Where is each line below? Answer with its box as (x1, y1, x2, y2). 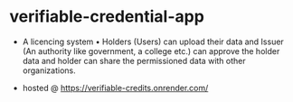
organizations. (22, 65, 76, 76)
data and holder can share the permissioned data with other (22, 55, 246, 66)
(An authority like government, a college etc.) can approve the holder (22, 45, 280, 56)
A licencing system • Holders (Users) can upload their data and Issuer (22, 36, 285, 47)
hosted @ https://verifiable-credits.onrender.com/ (22, 82, 209, 93)
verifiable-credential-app (9, 6, 205, 27)
